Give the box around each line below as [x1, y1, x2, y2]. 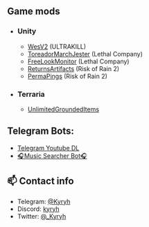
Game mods [7, 6, 60, 17]
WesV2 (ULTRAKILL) [27, 42, 87, 51]
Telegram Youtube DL [17, 143, 80, 152]
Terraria [17, 89, 45, 99]
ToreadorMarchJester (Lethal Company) [27, 49, 143, 58]
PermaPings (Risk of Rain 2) [27, 72, 107, 80]
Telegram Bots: [7, 125, 75, 137]
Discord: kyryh [17, 205, 60, 213]
